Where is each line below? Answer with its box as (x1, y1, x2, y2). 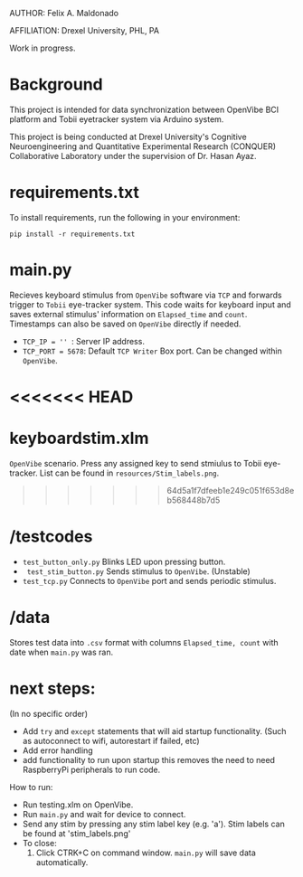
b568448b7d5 (166, 495, 221, 505)
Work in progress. (9, 42, 76, 53)
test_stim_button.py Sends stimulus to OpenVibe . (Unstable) (26, 565, 251, 577)
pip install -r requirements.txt (9, 230, 136, 239)
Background (9, 74, 103, 95)
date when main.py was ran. (9, 646, 114, 657)
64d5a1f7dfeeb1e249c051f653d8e (166, 485, 295, 495)
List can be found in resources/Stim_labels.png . (39, 467, 220, 478)
